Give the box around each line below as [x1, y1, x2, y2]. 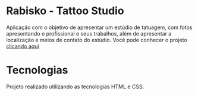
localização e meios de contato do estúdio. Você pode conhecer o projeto [6, 36, 187, 43]
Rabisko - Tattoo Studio [6, 4, 124, 18]
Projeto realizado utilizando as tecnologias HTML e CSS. [6, 83, 144, 90]
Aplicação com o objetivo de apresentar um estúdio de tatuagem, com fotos [6, 24, 193, 31]
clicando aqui [6, 43, 40, 50]
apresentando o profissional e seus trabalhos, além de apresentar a [6, 30, 172, 37]
